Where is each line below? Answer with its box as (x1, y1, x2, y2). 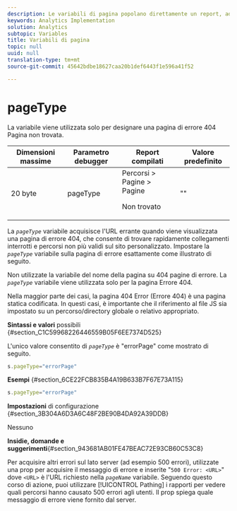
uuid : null (7, 50, 39, 57)
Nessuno (7, 423, 34, 432)
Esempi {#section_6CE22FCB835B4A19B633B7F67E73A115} (7, 375, 183, 384)
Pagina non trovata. (7, 130, 64, 139)
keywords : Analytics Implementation (7, 17, 115, 24)
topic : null (7, 43, 42, 50)
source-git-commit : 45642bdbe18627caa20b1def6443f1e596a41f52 (7, 63, 194, 70)
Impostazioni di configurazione (7, 402, 99, 411)
